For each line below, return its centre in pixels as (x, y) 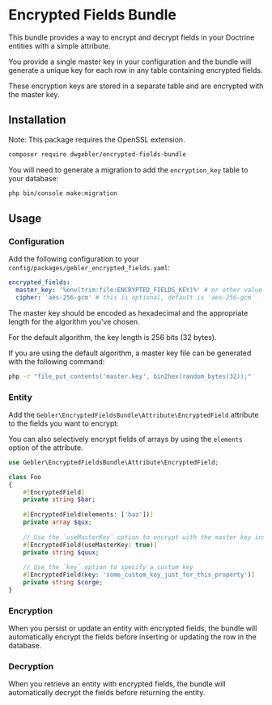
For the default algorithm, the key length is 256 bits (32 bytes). (113, 337)
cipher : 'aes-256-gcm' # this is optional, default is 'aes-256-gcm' (135, 297)
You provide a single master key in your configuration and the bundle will (130, 62)
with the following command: (57, 361)
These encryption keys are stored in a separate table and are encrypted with (136, 86)
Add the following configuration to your (74, 259)
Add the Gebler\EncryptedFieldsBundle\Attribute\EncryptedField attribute (134, 414)
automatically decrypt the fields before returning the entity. (107, 693)
